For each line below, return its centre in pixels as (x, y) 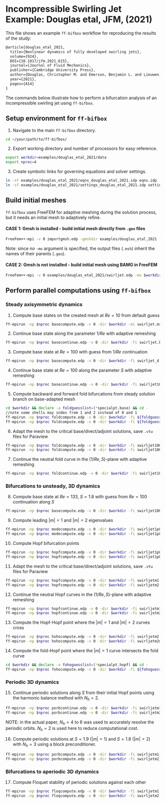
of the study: (18, 38)
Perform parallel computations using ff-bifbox (78, 291)
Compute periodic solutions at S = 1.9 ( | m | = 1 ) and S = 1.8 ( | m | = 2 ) (82, 739)
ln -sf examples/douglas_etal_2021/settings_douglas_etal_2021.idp (76, 185)
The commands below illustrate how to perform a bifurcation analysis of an (81, 98)
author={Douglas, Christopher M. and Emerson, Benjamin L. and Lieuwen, (86, 75)
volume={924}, (24, 56)
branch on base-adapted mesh (44, 399)
